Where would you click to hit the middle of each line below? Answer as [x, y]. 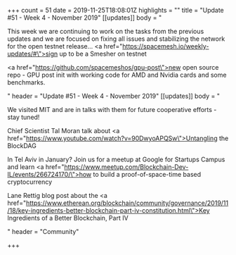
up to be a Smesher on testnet [103, 54]
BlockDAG [22, 146]
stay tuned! [24, 117]
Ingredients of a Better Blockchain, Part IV [68, 218]
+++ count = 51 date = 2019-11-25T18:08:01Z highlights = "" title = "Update [116, 10]
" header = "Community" [43, 231]
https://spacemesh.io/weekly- [166, 46]
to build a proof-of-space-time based [147, 174]
